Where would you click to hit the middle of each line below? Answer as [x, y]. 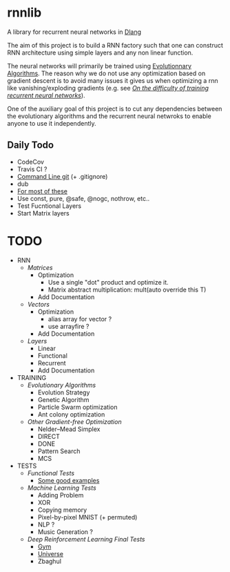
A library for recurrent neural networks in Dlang [74, 32]
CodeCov [31, 162]
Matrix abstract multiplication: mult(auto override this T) [127, 289]
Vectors [39, 304]
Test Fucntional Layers [49, 206]
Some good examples [69, 480]
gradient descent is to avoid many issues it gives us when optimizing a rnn [113, 80]
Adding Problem [61, 495]
